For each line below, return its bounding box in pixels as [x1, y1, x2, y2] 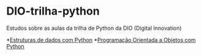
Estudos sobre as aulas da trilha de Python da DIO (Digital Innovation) [6, 24, 182, 32]
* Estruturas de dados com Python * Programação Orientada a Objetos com [6, 36, 196, 43]
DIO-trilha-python [6, 4, 100, 18]
